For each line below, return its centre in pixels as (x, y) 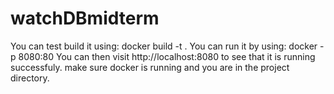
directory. (30, 78)
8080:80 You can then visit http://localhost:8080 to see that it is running (167, 56)
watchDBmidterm (85, 18)
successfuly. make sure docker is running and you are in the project (150, 67)
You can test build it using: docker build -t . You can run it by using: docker (164, 46)
